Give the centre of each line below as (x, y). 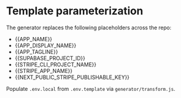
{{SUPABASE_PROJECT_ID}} (50, 58)
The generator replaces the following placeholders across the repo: (89, 27)
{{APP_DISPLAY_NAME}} (46, 45)
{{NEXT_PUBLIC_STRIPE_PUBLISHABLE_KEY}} (72, 77)
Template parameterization (75, 11)
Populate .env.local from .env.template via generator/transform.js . (91, 88)
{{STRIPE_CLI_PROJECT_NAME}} (55, 65)
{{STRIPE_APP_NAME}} (43, 71)
